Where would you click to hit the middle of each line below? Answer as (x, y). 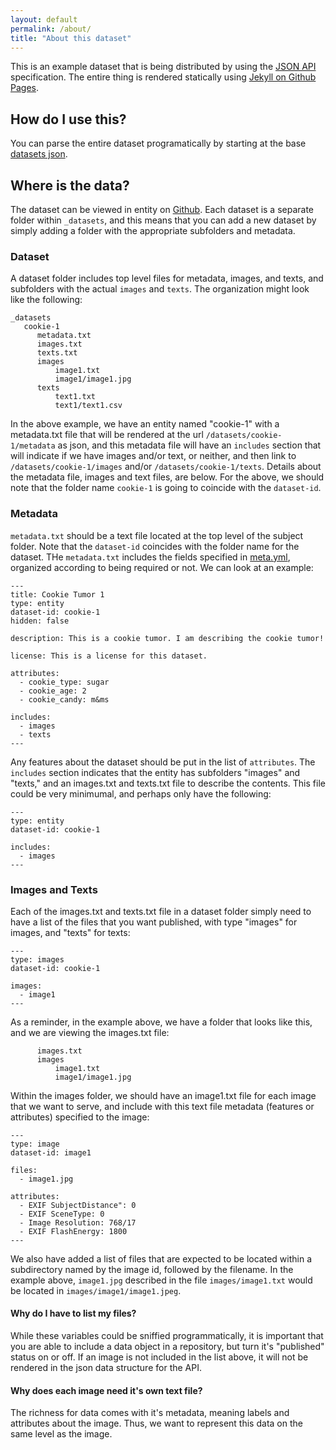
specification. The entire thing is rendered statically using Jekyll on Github (163, 77)
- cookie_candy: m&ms (64, 699)
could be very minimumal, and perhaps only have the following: (141, 793)
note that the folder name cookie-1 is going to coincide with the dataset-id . (166, 488)
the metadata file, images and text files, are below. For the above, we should (167, 477)
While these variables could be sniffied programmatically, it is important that (167, 1336)
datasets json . (39, 154)
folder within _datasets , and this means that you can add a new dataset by (163, 220)
